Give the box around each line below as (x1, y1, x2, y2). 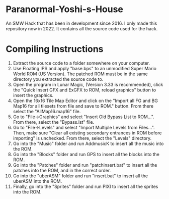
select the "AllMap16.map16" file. (13, 108, 81, 114)
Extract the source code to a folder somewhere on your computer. (13, 60, 150, 66)
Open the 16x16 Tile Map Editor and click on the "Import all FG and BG (13, 97, 158, 104)
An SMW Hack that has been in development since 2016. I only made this (6, 20, 157, 26)
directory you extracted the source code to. (13, 76, 104, 82)
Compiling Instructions (6, 43, 104, 55)
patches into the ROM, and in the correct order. (13, 167, 111, 173)
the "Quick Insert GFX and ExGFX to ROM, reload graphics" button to (13, 87, 156, 93)
